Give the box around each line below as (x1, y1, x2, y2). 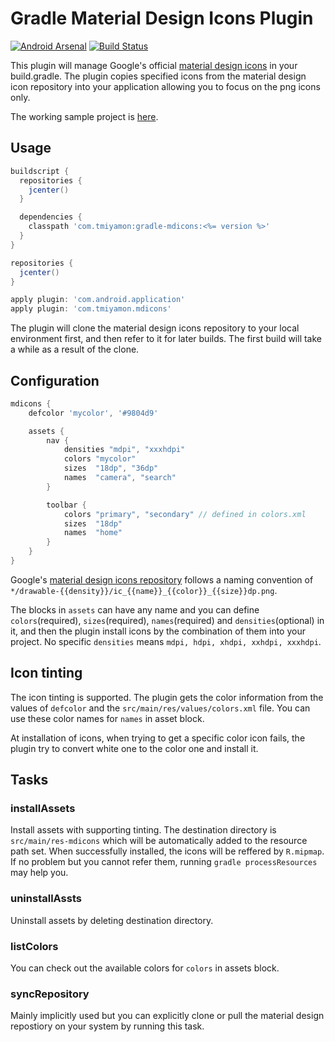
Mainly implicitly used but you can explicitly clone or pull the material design (10, 1010, 325, 1022)
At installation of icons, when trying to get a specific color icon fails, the (10, 732, 306, 744)
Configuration (10, 372, 100, 389)
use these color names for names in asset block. (10, 712, 205, 724)
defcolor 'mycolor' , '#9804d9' (28, 408, 159, 418)
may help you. (10, 867, 69, 879)
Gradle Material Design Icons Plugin (10, 7, 314, 30)
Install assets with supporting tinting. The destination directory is (10, 824, 277, 836)
